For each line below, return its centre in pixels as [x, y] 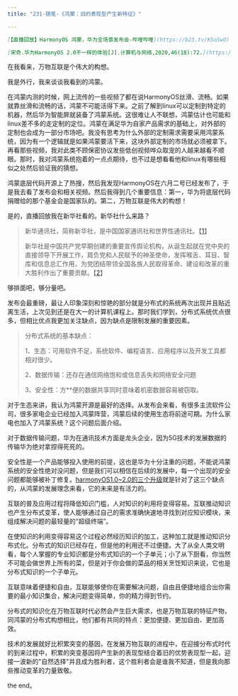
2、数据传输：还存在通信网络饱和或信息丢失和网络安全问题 [110, 375]
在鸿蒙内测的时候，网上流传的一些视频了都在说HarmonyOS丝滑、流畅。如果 [118, 97]
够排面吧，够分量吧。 [38, 288]
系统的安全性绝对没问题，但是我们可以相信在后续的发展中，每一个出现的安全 [119, 471]
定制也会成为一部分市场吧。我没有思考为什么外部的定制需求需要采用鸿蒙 [113, 133]
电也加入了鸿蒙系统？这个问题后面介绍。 [66, 423]
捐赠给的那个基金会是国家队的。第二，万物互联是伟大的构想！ [97, 201]
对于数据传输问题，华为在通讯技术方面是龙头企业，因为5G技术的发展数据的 [117, 438]
